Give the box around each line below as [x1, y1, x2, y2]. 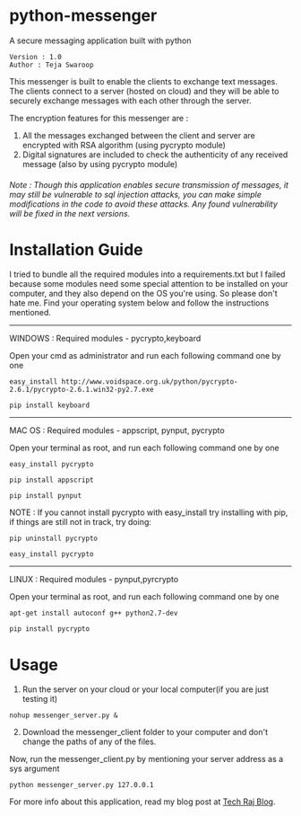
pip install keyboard [9, 401, 90, 410]
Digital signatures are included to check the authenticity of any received [21, 149, 288, 160]
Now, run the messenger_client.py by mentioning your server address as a [9, 754, 284, 765]
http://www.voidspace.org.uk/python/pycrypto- [61, 377, 239, 386]
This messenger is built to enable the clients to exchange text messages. [9, 75, 278, 86]
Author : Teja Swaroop [9, 60, 94, 69]
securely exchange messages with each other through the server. [9, 95, 252, 106]
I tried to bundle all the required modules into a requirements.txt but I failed [9, 269, 286, 279]
